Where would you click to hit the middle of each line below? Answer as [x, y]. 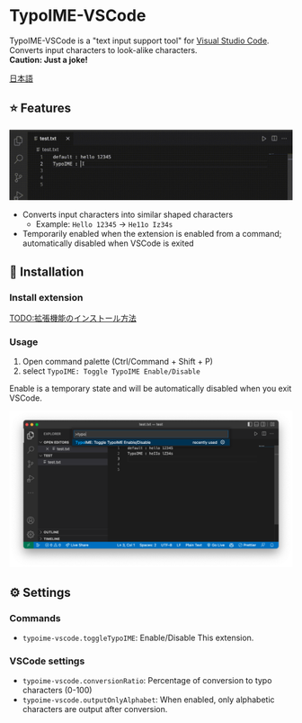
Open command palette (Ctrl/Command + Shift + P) [118, 362]
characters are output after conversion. [95, 709]
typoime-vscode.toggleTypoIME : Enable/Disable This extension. [138, 637]
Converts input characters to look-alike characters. [103, 50]
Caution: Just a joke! [49, 59]
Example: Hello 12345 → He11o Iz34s [104, 224]
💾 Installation [47, 271]
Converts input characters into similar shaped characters [128, 215]
